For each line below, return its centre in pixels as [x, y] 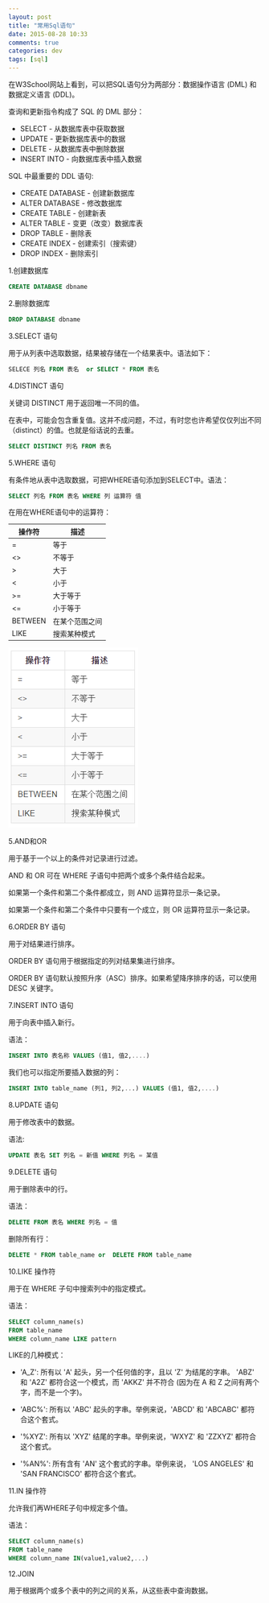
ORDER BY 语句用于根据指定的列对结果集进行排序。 [94, 961]
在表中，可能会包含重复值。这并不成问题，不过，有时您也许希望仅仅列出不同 [135, 419]
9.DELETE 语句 [33, 1172]
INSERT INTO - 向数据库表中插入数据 [81, 159]
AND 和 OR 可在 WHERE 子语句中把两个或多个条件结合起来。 [109, 876]
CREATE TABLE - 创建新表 [63, 213]
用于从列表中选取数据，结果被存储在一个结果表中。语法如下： [110, 353]
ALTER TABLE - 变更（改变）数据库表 [81, 223]
